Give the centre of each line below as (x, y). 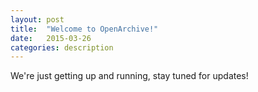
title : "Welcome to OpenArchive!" (84, 29)
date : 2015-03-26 (51, 38)
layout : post (37, 19)
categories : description (62, 47)
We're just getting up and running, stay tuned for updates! (129, 76)
